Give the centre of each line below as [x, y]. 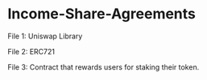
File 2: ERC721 [31, 51]
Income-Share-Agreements [102, 14]
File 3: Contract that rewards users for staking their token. [103, 67]
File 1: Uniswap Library [45, 36]
